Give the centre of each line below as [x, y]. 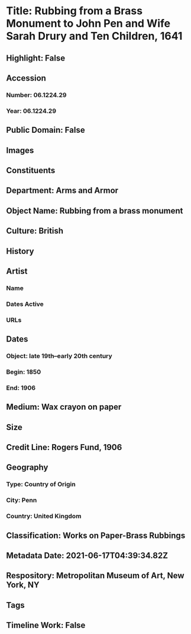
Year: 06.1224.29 [31, 111]
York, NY [23, 585]
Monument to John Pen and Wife [88, 23]
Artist [17, 271]
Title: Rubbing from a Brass [75, 11]
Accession [26, 78]
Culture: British [35, 231]
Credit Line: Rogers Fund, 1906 [64, 447]
